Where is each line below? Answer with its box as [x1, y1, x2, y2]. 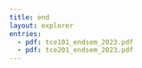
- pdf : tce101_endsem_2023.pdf [17, 37, 134, 47]
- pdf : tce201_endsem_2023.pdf [17, 46, 134, 55]
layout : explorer [9, 21, 74, 30]
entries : [9, 29, 42, 38]
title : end [9, 12, 50, 22]
